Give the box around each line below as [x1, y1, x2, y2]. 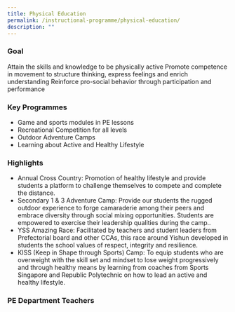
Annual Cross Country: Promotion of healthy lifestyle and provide [17, 174, 206, 182]
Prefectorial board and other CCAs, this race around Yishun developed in [17, 233, 229, 242]
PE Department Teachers [7, 296, 95, 306]
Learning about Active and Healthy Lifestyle [17, 140, 145, 149]
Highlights [7, 158, 43, 168]
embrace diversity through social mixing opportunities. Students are [17, 211, 214, 219]
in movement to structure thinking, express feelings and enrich [7, 69, 188, 78]
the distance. [17, 189, 56, 197]
